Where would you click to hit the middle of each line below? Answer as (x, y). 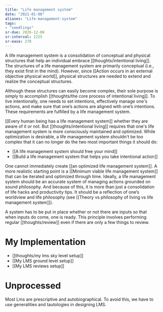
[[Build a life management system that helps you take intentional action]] (85, 156)
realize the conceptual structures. (39, 81)
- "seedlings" (20, 28)
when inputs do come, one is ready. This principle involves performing (76, 217)
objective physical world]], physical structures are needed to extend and (78, 76)
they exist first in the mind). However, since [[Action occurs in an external (79, 71)
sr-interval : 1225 (24, 37)
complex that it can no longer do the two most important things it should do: (81, 142)
